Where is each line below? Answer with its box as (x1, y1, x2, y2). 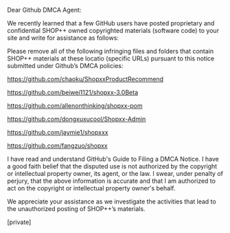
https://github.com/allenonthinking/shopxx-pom (7, 102, 143, 109)
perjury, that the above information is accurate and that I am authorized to (7, 177, 216, 185)
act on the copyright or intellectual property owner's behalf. (7, 184, 176, 192)
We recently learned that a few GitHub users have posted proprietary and (7, 19, 215, 27)
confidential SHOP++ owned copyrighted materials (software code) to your (7, 27, 220, 34)
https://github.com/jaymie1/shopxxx (7, 129, 108, 136)
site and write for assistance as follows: (7, 34, 119, 42)
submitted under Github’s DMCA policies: (7, 62, 124, 69)
